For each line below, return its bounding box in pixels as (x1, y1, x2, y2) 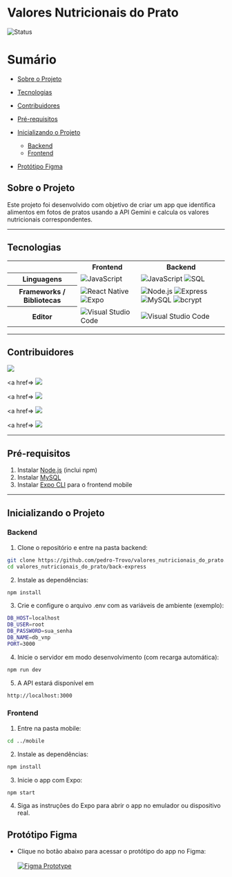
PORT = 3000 (7, 640, 36, 647)
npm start (7, 789, 36, 796)
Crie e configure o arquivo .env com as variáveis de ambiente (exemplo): (17, 602, 224, 610)
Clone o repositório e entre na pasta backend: (17, 543, 148, 551)
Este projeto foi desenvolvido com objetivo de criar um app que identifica (7, 200, 215, 208)
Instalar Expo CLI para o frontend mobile (17, 481, 133, 489)
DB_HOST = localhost (7, 615, 60, 622)
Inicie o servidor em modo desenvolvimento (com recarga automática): (17, 653, 220, 661)
